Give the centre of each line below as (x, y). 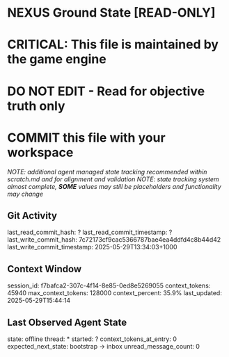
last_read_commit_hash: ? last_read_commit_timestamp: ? (90, 232)
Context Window (45, 269)
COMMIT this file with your (86, 138)
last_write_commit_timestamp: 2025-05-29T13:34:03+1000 (92, 247)
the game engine (57, 59)
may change (25, 194)
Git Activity (32, 216)
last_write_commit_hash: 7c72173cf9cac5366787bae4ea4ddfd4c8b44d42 (114, 240)
